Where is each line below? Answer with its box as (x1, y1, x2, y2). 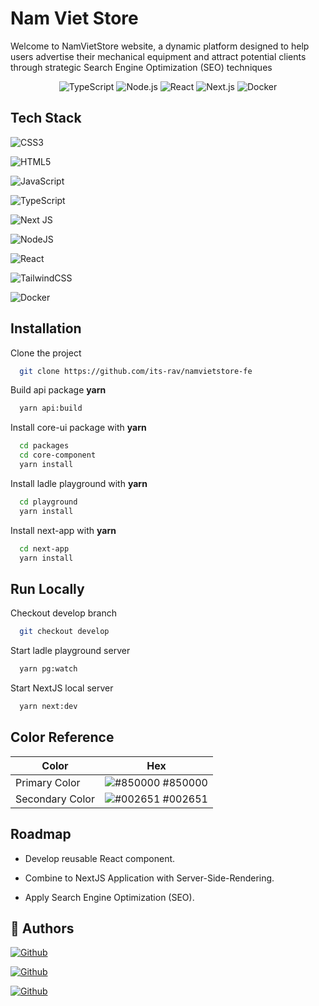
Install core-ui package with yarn (10, 422, 147, 434)
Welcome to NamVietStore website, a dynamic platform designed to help (10, 40, 310, 52)
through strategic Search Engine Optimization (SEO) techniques (10, 61, 273, 73)
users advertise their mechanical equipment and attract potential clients (10, 50, 307, 62)
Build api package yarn (10, 384, 107, 396)
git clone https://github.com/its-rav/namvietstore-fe (19, 366, 253, 376)
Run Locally (10, 580, 85, 597)
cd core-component (19, 450, 97, 461)
